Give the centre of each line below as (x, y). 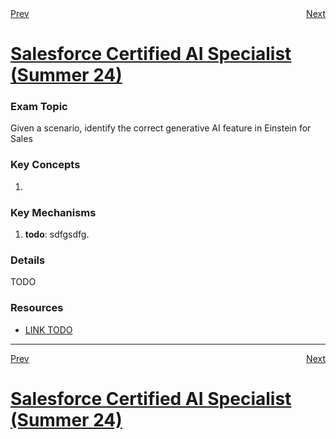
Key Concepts (45, 165)
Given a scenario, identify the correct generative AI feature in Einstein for (161, 128)
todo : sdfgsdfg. (57, 234)
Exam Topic (39, 107)
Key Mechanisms (53, 212)
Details (28, 260)
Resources (37, 308)
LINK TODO (48, 329)
